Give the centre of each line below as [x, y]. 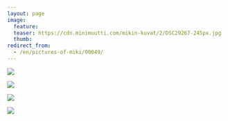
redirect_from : [29, 46]
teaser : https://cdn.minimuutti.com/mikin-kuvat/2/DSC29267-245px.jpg [117, 33]
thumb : [23, 39]
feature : [26, 26]
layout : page [26, 13]
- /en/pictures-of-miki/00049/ [59, 53]
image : [17, 20]
